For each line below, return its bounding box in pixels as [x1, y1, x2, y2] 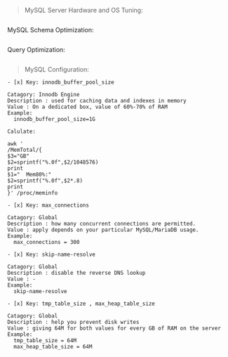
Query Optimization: [7, 46, 65, 53]
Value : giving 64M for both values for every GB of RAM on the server [7, 325, 221, 332]
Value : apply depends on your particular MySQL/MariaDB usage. [7, 226, 199, 233]
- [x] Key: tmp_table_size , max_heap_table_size [7, 300, 156, 307]
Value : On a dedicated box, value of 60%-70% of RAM [7, 103, 168, 110]
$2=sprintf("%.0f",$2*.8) [7, 177, 83, 184]
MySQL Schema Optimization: [7, 26, 94, 34]
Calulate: [7, 128, 36, 135]
